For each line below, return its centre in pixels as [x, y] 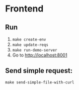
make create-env [29, 39]
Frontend [24, 9]
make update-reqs [30, 45]
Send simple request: [39, 71]
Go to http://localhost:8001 [40, 55]
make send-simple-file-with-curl [40, 82]
